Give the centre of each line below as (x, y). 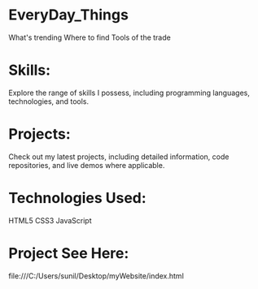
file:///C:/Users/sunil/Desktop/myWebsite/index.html (96, 276)
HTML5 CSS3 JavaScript (50, 220)
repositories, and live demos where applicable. (87, 165)
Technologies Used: (77, 198)
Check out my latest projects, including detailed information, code (119, 157)
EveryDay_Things (68, 15)
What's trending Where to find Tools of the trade (90, 37)
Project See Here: (69, 253)
